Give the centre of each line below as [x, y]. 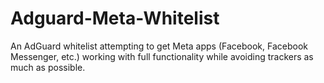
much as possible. [48, 67]
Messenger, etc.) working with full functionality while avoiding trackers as [162, 56]
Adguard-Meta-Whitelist [115, 18]
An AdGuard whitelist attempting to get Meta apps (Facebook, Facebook [159, 46]
